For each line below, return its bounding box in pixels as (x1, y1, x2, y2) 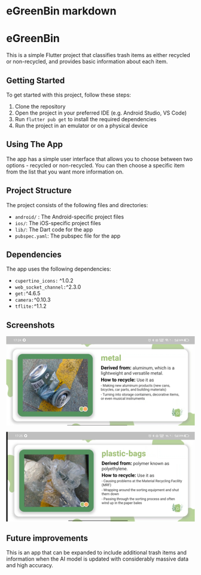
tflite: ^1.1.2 (14, 303, 47, 310)
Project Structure (6, 185, 72, 196)
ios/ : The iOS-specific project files (14, 219, 101, 226)
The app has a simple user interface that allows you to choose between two (6, 155, 193, 163)
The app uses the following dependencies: (6, 265, 111, 272)
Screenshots (6, 320, 55, 330)
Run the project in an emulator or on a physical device (14, 122, 148, 129)
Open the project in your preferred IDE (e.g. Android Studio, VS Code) (14, 109, 187, 116)
